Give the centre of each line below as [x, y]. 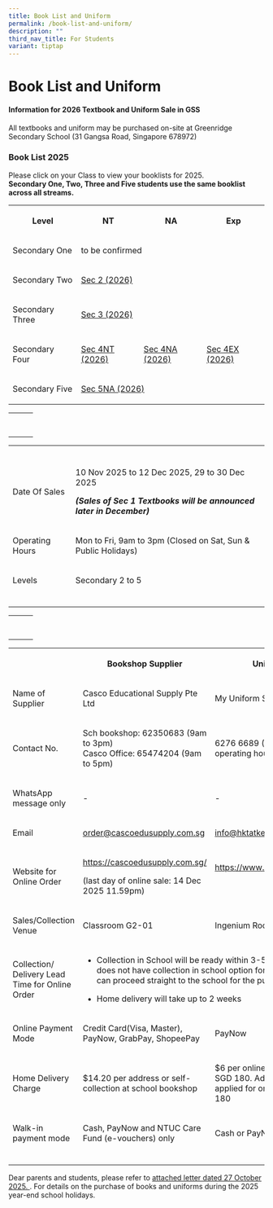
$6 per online [240, 1068]
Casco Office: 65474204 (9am [142, 753]
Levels [25, 580]
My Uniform [237, 698]
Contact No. [35, 748]
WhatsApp [32, 793]
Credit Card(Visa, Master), [132, 1028]
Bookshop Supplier [145, 663]
